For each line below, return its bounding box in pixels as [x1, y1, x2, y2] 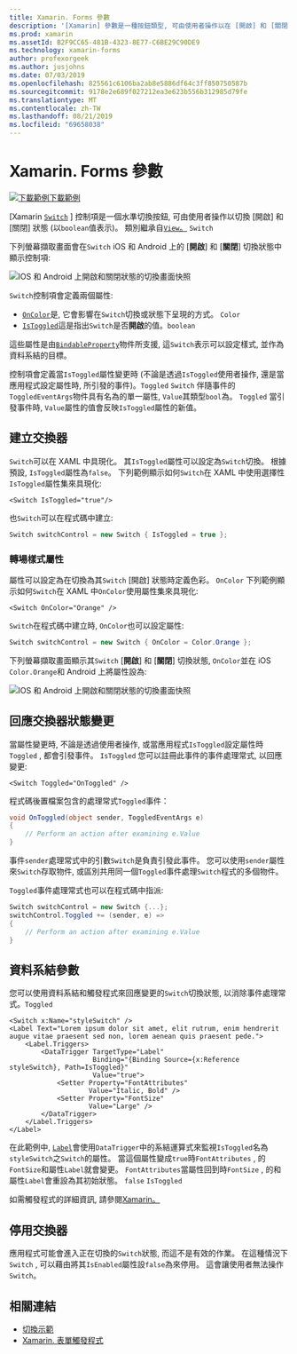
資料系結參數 [9, 962, 80, 978]
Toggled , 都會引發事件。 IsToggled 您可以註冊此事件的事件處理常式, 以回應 [9, 749, 283, 760]
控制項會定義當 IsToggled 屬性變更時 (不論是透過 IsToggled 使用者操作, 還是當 [9, 368, 285, 379]
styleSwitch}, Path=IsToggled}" [9, 1063, 129, 1073]
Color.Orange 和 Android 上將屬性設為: [9, 666, 147, 677]
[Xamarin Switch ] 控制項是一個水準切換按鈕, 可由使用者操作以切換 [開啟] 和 [9, 210, 284, 222]
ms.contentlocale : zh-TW [9, 104, 101, 113]
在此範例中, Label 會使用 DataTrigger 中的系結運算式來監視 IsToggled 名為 [9, 1142, 269, 1152]
